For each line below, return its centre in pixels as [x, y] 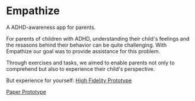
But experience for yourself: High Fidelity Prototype [69, 80]
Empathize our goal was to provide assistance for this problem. [83, 51]
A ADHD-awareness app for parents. [51, 27]
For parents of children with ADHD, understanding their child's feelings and [98, 38]
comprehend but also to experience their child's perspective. [81, 69]
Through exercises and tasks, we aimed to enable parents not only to [90, 63]
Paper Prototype [26, 92]
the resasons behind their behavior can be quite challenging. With [87, 45]
